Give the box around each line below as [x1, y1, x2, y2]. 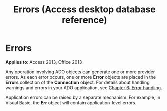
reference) [62, 14, 107, 26]
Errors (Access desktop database [13, 4, 156, 15]
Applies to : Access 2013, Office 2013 [5, 59, 82, 65]
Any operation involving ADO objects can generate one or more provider [5, 69, 155, 75]
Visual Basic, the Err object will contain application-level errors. [5, 99, 137, 106]
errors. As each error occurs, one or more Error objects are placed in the [5, 74, 156, 80]
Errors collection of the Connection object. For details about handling [5, 79, 150, 85]
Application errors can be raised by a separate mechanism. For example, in [5, 94, 161, 100]
